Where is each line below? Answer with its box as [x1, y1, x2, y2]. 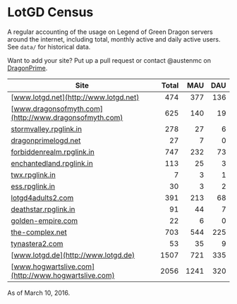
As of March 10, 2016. [7, 288, 71, 297]
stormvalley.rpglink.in [11, 124, 83, 134]
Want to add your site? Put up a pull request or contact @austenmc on [7, 56, 212, 64]
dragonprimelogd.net [11, 135, 81, 145]
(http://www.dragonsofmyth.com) [11, 112, 123, 122]
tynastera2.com [11, 238, 63, 248]
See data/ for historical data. [7, 42, 91, 51]
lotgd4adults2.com [11, 193, 74, 202]
